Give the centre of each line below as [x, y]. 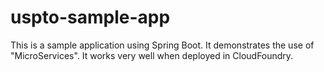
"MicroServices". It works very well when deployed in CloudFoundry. [152, 55]
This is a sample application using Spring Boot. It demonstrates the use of [162, 45]
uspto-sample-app [90, 17]
